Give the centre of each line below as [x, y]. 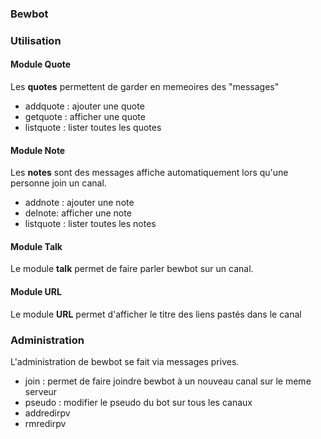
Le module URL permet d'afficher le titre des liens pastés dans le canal [156, 314]
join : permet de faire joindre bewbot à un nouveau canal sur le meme [168, 381]
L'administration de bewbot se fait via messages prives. [125, 361]
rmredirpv [45, 423]
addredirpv [47, 413]
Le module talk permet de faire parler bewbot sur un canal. [132, 269]
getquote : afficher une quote [85, 117]
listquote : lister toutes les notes [90, 224]
